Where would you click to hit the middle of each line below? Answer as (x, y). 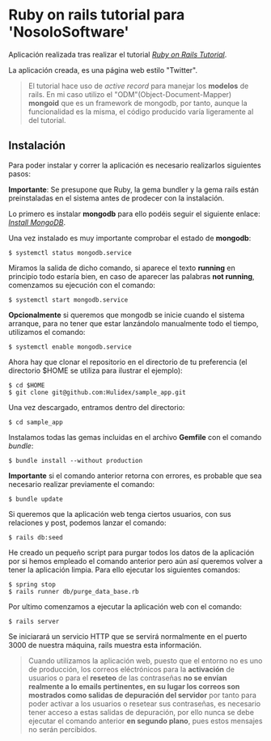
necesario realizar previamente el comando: (82, 484)
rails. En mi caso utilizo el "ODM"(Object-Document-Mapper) (130, 94)
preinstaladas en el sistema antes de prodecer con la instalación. (116, 198)
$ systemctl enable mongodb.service (70, 347)
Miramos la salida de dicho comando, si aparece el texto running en (122, 268)
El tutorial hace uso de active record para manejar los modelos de (138, 86)
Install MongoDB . (37, 222)
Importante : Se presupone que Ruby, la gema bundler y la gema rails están (133, 189)
